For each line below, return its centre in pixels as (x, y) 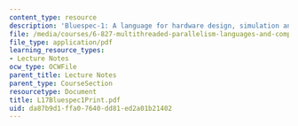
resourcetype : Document (53, 91)
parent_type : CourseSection (61, 83)
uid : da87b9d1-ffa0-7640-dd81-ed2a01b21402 (91, 108)
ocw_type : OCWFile (43, 67)
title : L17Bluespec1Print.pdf (65, 100)
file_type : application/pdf (61, 42)
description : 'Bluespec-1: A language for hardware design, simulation (144, 26)
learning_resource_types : (57, 51)
